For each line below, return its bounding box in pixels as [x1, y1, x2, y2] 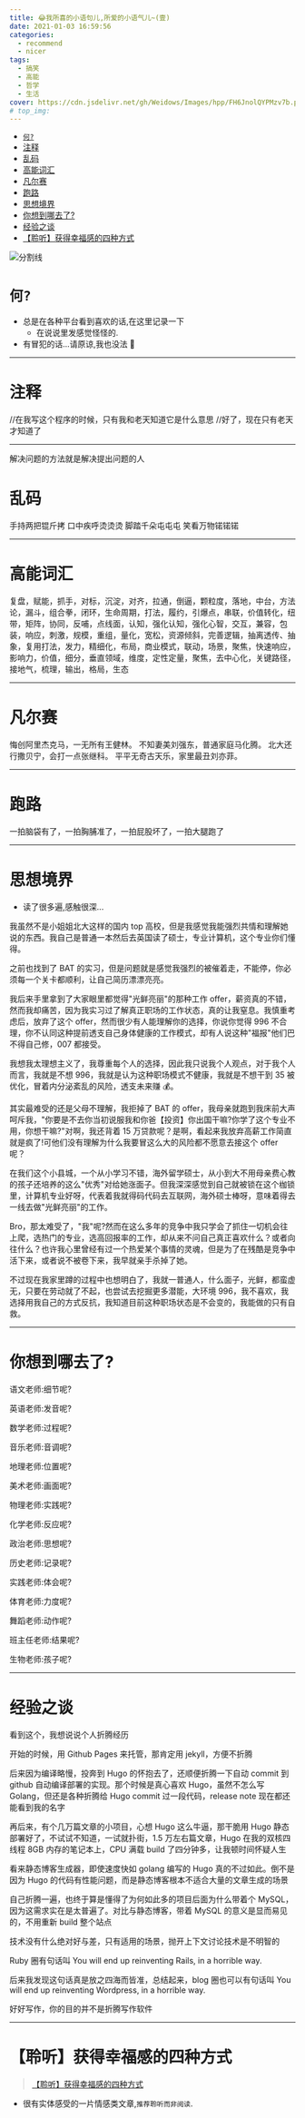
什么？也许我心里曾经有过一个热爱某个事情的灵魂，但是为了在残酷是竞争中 [16, 1243, 296, 1254]
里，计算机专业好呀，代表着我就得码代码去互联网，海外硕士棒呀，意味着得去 [9, 1190, 296, 1201]
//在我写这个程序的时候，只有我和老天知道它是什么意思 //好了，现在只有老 [9, 414, 286, 425]
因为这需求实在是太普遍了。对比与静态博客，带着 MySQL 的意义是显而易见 [9, 1905, 289, 1916]
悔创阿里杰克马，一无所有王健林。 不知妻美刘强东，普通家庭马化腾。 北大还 [9, 739, 292, 750]
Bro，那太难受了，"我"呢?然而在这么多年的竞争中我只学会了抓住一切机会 [9, 1220, 280, 1231]
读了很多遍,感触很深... [22, 901, 104, 912]
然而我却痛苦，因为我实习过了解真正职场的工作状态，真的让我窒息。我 [9, 1004, 272, 1015]
